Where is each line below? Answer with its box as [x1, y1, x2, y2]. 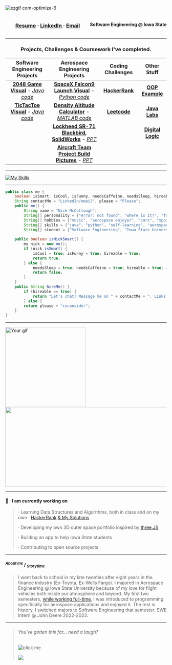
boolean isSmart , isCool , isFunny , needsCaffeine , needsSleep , [14, 194, 153, 199]
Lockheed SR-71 [53, 123, 96, 130]
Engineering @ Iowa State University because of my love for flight [17, 585, 157, 591]
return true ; [32, 256, 60, 261]
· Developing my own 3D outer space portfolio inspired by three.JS [17, 524, 159, 530]
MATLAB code [57, 114, 92, 121]
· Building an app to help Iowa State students [17, 535, 113, 541]
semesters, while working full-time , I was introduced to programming [17, 596, 164, 602]
